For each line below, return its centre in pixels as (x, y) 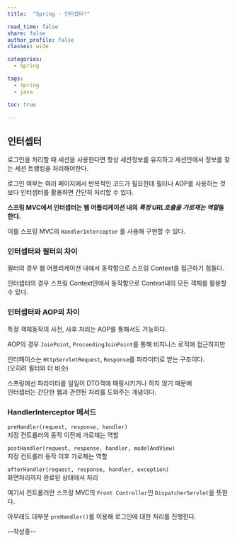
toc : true (22, 105)
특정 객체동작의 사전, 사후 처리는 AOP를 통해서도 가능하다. (87, 329)
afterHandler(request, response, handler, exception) (88, 470)
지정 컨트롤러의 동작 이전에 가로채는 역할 (63, 435)
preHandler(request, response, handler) (68, 427)
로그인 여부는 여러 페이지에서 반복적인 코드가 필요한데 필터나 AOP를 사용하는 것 (117, 184)
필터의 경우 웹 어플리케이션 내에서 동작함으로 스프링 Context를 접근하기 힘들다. (116, 268)
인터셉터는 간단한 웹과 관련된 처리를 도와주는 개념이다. (82, 392)
